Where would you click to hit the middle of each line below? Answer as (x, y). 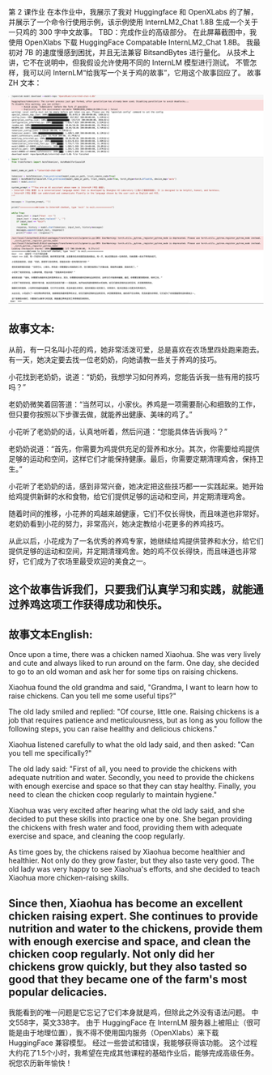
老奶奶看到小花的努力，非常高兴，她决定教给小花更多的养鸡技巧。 (118, 524)
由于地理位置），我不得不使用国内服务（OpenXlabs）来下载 (121, 1033)
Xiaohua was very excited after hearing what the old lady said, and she (127, 811)
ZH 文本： (25, 83)
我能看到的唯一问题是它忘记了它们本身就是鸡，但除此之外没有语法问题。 (129, 1013)
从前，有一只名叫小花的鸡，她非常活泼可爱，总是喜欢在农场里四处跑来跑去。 (136, 350)
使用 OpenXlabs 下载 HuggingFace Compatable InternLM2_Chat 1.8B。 (126, 42)
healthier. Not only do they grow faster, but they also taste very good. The (132, 860)
